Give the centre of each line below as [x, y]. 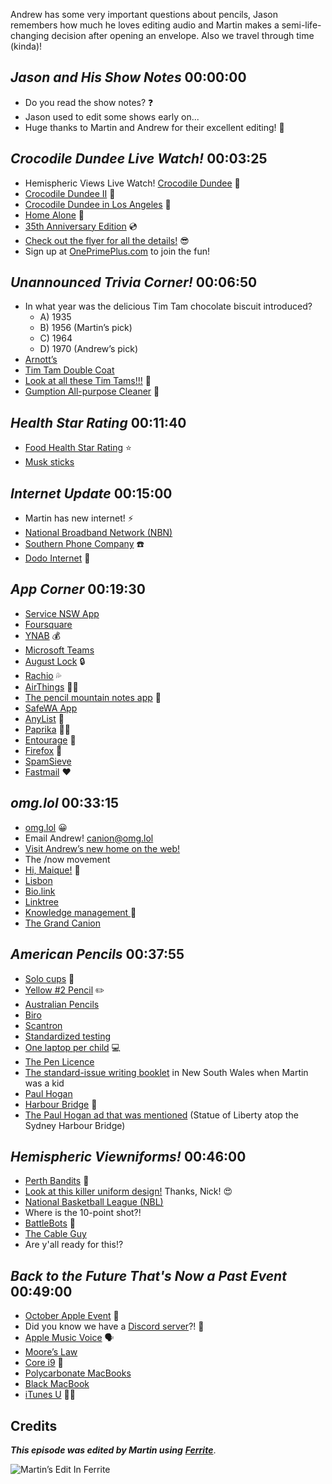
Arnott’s [41, 360]
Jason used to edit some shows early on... [112, 116]
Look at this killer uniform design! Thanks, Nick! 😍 [128, 1191]
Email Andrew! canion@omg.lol [89, 838]
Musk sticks [49, 462]
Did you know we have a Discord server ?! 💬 [114, 1326]
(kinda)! [26, 46]
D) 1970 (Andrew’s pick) [88, 349]
